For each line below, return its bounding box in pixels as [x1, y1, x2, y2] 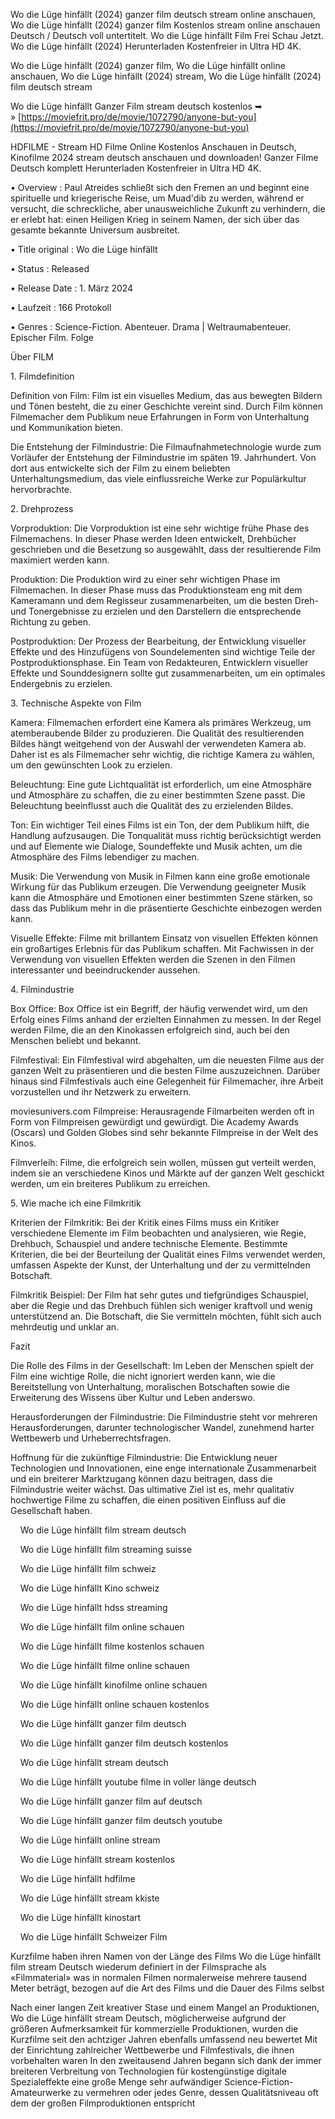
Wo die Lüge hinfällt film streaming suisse [19, 1544, 193, 1555]
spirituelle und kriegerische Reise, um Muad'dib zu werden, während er [10, 192, 305, 204]
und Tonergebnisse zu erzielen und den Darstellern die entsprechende [10, 605, 302, 617]
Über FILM [10, 351, 54, 363]
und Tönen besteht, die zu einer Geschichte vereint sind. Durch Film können [10, 400, 324, 412]
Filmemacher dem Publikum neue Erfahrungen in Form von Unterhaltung [10, 411, 310, 423]
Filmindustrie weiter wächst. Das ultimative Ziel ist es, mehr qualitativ [10, 1484, 295, 1495]
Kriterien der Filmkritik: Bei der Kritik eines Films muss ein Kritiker [10, 1217, 280, 1228]
